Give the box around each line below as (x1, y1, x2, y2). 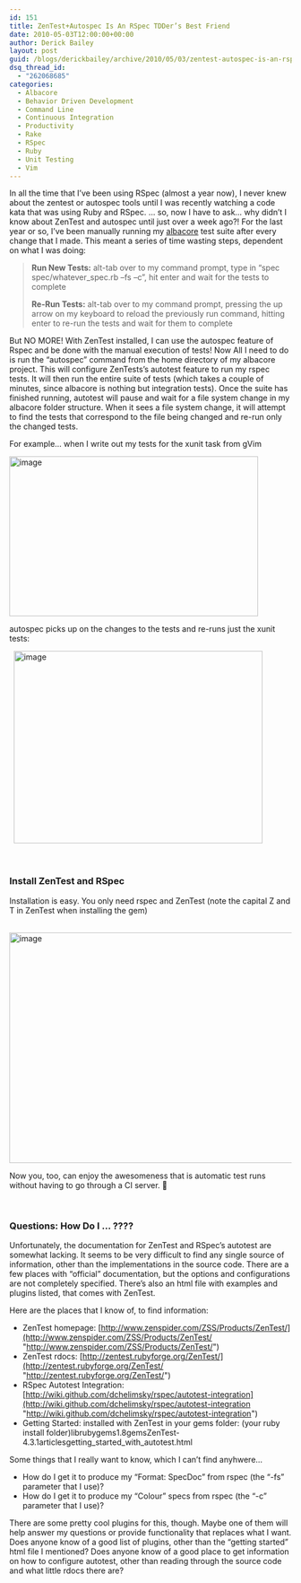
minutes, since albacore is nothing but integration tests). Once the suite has (9, 383, 288, 394)
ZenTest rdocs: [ (21, 1351, 83, 1361)
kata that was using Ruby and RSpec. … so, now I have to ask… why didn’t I (9, 207, 288, 218)
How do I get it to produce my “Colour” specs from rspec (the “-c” (21, 1491, 267, 1501)
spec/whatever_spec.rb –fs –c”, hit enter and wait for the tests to (30, 272, 270, 283)
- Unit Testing (17, 154, 74, 164)
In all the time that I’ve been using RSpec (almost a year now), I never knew (9, 188, 287, 198)
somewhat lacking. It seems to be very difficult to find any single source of (9, 1249, 285, 1260)
